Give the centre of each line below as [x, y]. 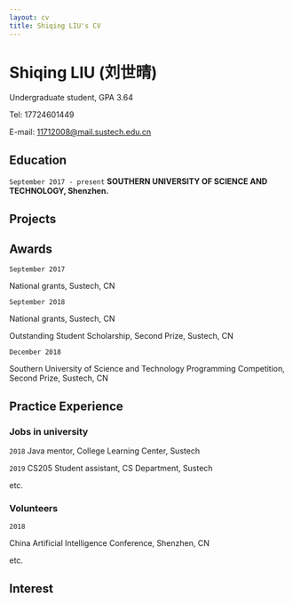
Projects [33, 219]
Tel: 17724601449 [42, 115]
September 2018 [37, 302]
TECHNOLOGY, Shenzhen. [59, 191]
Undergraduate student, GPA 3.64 [71, 98]
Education [38, 160]
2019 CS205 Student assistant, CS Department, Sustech [111, 469]
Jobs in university [49, 431]
